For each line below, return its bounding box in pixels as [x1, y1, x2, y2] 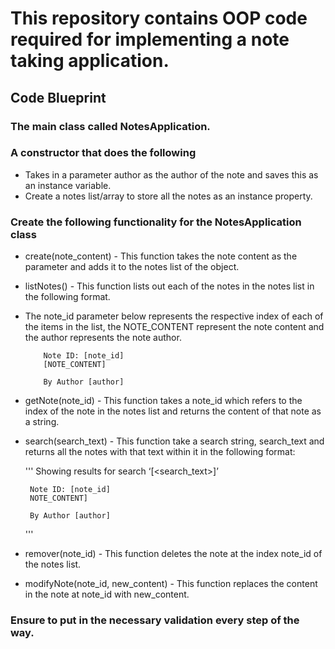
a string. [24, 416, 60, 428]
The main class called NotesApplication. [10, 119, 211, 133]
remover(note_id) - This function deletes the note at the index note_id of [24, 548, 323, 560]
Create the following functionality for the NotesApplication [10, 215, 302, 229]
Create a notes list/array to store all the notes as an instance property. [24, 190, 313, 202]
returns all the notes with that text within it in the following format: [24, 446, 296, 458]
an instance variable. [24, 179, 112, 191]
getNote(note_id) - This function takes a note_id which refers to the [24, 395, 303, 407]
